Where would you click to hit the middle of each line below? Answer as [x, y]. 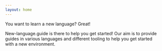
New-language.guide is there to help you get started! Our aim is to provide [81, 33]
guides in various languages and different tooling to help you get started [79, 39]
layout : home [19, 10]
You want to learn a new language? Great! [48, 24]
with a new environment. [30, 44]
